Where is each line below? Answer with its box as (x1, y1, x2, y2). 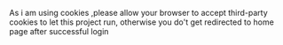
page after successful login (9, 26, 109, 36)
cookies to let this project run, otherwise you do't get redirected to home (9, 17, 275, 27)
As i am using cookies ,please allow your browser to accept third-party (9, 8, 268, 18)
